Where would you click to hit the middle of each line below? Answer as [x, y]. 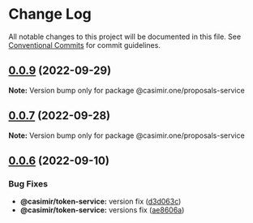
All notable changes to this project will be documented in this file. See [125, 36]
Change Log [50, 14]
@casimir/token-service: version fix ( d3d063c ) [101, 202]
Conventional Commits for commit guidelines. [84, 45]
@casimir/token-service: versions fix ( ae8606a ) [102, 210]
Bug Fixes [28, 183]
